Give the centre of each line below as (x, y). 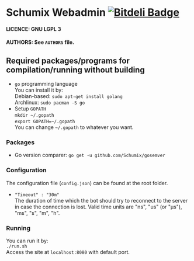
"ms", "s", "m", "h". (37, 213)
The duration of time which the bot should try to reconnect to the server (101, 200)
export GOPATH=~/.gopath (45, 122)
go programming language (46, 84)
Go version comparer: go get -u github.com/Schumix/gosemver (90, 155)
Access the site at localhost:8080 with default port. (68, 252)
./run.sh (17, 246)
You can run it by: (27, 241)
